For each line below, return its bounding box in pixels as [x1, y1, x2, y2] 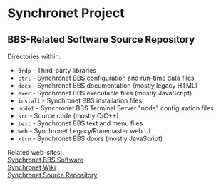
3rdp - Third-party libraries [17, 66, 97, 74]
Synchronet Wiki [7, 163, 56, 172]
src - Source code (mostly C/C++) [17, 112, 119, 120]
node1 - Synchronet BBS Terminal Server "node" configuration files [17, 104, 214, 112]
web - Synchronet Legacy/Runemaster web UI [17, 127, 151, 135]
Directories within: [7, 52, 61, 61]
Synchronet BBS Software [7, 155, 84, 164]
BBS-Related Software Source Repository [7, 33, 195, 46]
